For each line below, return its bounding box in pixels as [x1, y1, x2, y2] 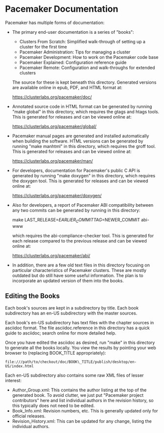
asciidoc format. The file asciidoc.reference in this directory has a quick [5, 325, 150, 331]
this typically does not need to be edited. [12, 403, 95, 409]
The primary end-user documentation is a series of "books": [12, 29, 134, 35]
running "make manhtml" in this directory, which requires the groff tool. [12, 143, 156, 149]
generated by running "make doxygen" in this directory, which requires [12, 172, 156, 178]
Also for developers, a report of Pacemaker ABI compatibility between [12, 202, 154, 208]
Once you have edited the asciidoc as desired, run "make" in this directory [5, 339, 155, 345]
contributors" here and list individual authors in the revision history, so [12, 397, 154, 403]
